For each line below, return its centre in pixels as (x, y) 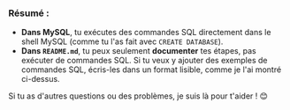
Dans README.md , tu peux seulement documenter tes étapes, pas (139, 51)
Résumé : (29, 13)
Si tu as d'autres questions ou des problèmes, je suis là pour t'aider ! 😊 (138, 96)
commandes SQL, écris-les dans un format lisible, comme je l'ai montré (151, 70)
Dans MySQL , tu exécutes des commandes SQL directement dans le (146, 33)
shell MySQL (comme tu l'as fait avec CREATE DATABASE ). (122, 41)
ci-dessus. (40, 79)
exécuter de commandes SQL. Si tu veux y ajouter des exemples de (144, 61)
